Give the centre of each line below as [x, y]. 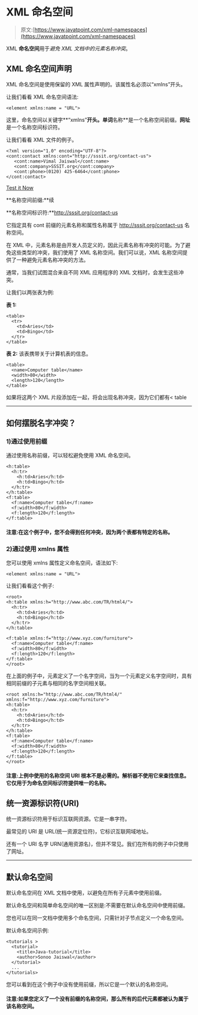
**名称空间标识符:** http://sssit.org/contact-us [62, 212]
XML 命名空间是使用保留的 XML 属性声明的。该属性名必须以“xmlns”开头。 [96, 84]
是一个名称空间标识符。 [34, 127]
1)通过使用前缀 [27, 442]
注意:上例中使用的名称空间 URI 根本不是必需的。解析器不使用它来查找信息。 [98, 776]
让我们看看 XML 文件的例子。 [42, 140]
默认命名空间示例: [28, 930]
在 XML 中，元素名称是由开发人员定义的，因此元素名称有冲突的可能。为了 [96, 245]
